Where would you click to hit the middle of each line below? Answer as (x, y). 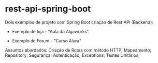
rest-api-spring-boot (48, 9)
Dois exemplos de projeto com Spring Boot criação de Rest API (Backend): (79, 22)
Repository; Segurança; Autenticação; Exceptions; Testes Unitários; (72, 55)
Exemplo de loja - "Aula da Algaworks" (50, 31)
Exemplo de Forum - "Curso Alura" (47, 41)
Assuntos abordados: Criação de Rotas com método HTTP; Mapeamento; (78, 50)
